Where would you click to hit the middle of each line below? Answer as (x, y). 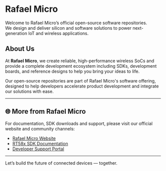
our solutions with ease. (29, 91)
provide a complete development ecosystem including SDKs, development (81, 66)
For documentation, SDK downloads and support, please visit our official (79, 123)
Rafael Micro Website (34, 138)
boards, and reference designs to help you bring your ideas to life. (72, 71)
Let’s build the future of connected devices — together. (61, 163)
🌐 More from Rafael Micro (45, 111)
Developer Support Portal (38, 149)
